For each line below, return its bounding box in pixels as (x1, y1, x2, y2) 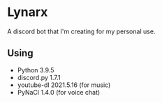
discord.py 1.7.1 (17, 73, 61, 81)
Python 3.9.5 (17, 65, 54, 74)
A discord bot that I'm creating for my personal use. (7, 27, 156, 35)
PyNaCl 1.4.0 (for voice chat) (17, 88, 101, 96)
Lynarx (7, 4, 48, 20)
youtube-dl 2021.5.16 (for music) (17, 81, 111, 89)
